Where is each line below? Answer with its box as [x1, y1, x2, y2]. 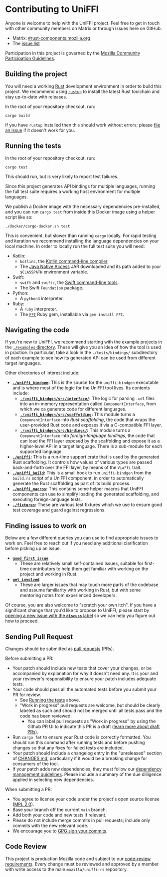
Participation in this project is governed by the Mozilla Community [5, 50, 141, 56]
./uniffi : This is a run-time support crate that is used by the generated [12, 454, 160, 460]
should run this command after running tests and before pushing [12, 739, 145, 745]
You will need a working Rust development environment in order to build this [5, 83, 162, 89]
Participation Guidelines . [5, 55, 56, 61]
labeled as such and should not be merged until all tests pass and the [19, 707, 163, 713]
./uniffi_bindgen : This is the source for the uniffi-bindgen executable [12, 379, 159, 385]
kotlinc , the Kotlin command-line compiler [19, 258, 108, 264]
